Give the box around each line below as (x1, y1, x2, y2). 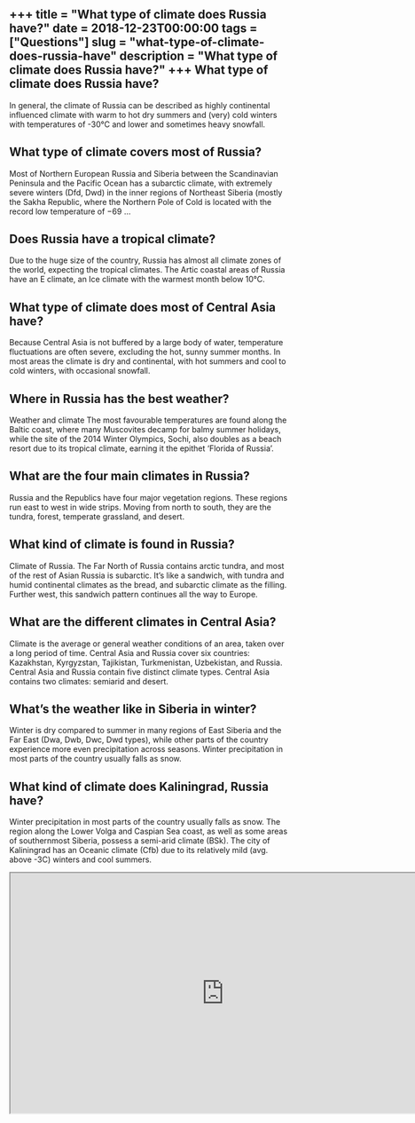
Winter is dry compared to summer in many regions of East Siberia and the (9, 725, 282, 736)
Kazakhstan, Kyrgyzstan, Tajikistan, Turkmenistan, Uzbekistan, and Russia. (9, 657, 283, 668)
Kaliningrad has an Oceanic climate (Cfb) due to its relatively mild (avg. (9, 845, 269, 856)
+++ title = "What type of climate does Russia (9, 7, 267, 22)
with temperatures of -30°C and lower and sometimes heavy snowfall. (9, 119, 266, 130)
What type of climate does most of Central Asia (9, 299, 277, 314)
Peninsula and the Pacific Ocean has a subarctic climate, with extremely (9, 178, 273, 188)
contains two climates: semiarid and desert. (9, 676, 168, 686)
